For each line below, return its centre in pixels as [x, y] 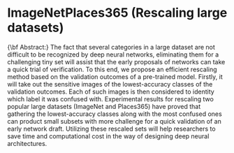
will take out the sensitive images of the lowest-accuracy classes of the [110, 84]
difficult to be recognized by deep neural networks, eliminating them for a [113, 54]
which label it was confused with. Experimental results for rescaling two [111, 99]
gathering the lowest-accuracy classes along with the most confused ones [115, 114]
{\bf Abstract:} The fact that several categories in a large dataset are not [111, 47]
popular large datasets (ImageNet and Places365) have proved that [104, 106]
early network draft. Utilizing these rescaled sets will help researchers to [111, 129]
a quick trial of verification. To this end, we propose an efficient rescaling [112, 69]
